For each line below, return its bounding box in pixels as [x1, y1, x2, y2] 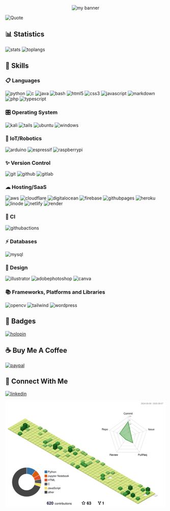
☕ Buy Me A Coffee [5, 346, 67, 355]
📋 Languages [5, 77, 41, 84]
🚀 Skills [5, 61, 29, 70]
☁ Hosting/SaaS [5, 183, 47, 190]
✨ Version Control [5, 159, 51, 166]
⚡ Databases [5, 238, 37, 245]
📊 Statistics [5, 30, 45, 39]
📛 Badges [5, 317, 36, 325]
